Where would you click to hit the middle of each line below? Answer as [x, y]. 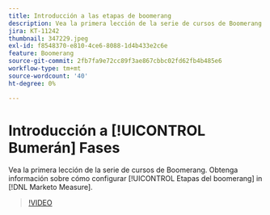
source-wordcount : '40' [49, 76]
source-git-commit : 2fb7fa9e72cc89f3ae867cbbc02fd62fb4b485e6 [115, 61]
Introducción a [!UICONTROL [107, 131]
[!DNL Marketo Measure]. [51, 188]
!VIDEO [40, 203]
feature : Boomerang [41, 53]
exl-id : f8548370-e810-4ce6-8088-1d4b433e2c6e [88, 46]
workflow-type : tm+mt [45, 69]
